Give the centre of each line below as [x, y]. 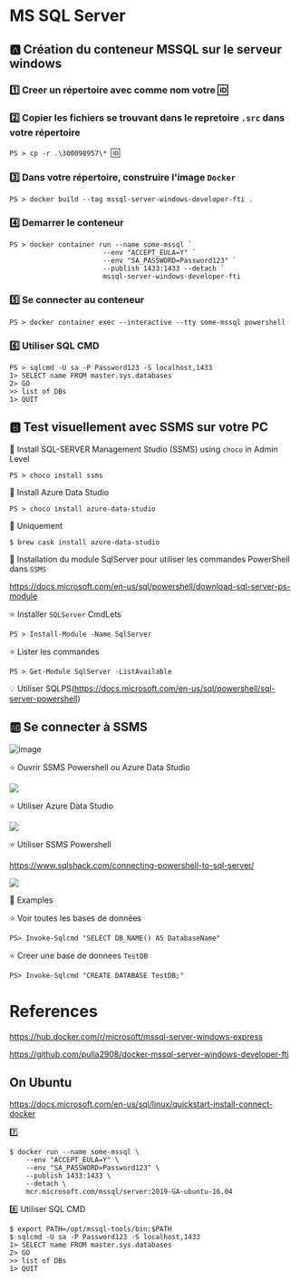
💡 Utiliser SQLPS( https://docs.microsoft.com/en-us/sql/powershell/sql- [142, 688]
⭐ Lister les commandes [54, 651]
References [53, 1011]
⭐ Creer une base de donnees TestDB [79, 955]
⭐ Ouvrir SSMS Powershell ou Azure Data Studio [100, 767]
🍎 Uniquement [36, 525]
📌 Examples [31, 900]
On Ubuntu [41, 1082]
